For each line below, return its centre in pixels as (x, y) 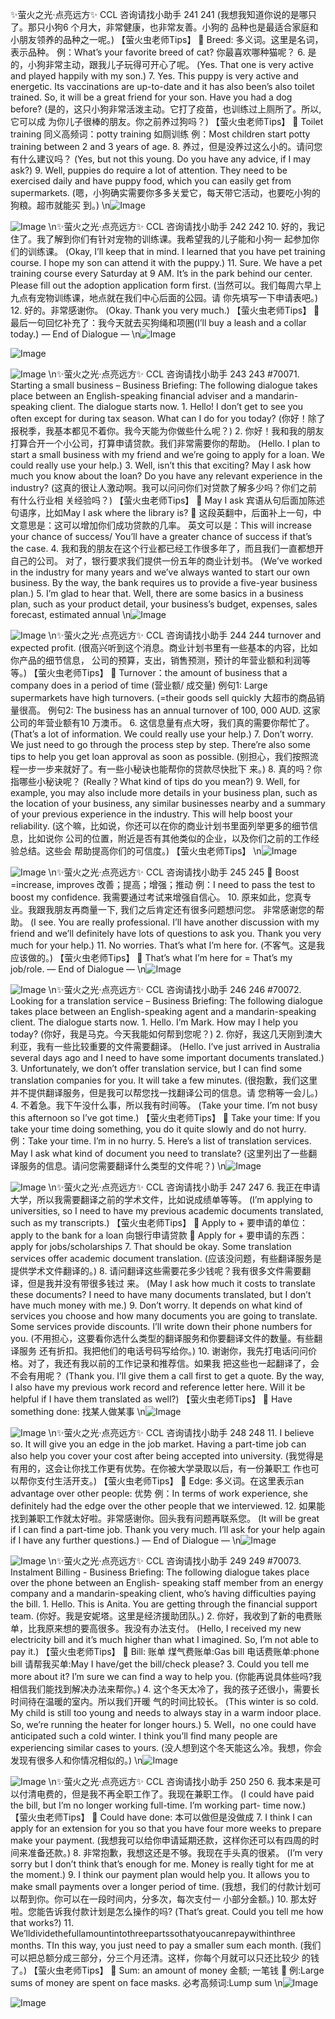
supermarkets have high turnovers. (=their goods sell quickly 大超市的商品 (163, 697)
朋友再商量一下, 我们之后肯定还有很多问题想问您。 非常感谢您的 (184, 909)
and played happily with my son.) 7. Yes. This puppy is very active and (154, 76)
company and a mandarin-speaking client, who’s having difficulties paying (163, 1593)
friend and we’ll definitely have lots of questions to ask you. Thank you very (166, 933)
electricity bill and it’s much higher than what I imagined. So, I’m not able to (164, 1639)
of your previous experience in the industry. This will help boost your (151, 814)
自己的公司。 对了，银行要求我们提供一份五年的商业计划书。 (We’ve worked (166, 561)
